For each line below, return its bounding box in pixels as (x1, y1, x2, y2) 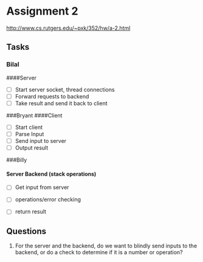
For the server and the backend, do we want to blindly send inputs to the (15, 242, 198, 250)
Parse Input (15, 130, 44, 137)
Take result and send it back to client (15, 99, 108, 107)
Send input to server (15, 137, 67, 144)
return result (15, 208, 47, 215)
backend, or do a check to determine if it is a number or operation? (15, 249, 184, 256)
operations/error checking (15, 196, 81, 203)
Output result (15, 144, 49, 151)
